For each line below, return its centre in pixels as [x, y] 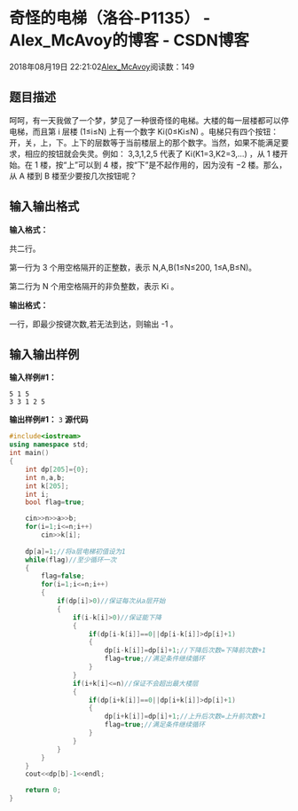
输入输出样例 [44, 354]
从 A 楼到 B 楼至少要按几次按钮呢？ [73, 176]
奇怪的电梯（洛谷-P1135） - [110, 18]
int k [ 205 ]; [47, 486]
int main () [29, 453]
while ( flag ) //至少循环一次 [71, 560]
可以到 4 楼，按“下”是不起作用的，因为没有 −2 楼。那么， [182, 164]
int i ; [37, 494]
